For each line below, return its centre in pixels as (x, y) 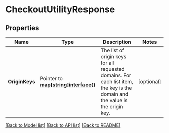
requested (112, 69)
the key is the (116, 88)
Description (117, 42)
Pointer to (51, 79)
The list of (112, 50)
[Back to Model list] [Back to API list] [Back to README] (63, 125)
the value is (114, 100)
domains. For (116, 75)
